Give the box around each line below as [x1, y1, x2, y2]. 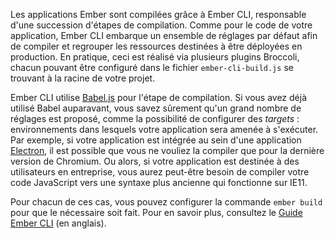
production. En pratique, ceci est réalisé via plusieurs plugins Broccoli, [10, 51, 300, 63]
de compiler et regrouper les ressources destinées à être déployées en [10, 40, 303, 52]
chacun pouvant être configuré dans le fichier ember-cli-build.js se [10, 62, 294, 73]
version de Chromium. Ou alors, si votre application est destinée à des [10, 155, 300, 167]
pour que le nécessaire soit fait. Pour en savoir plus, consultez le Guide [10, 207, 303, 218]
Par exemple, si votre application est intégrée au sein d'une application [10, 134, 302, 146]
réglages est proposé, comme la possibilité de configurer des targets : [10, 113, 300, 124]
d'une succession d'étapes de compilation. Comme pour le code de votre [10, 19, 313, 31]
